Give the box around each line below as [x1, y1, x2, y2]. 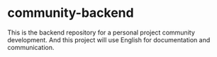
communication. [7, 43, 55, 51]
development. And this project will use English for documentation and [7, 35, 211, 44]
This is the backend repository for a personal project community [7, 28, 195, 37]
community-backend [7, 5, 134, 21]
